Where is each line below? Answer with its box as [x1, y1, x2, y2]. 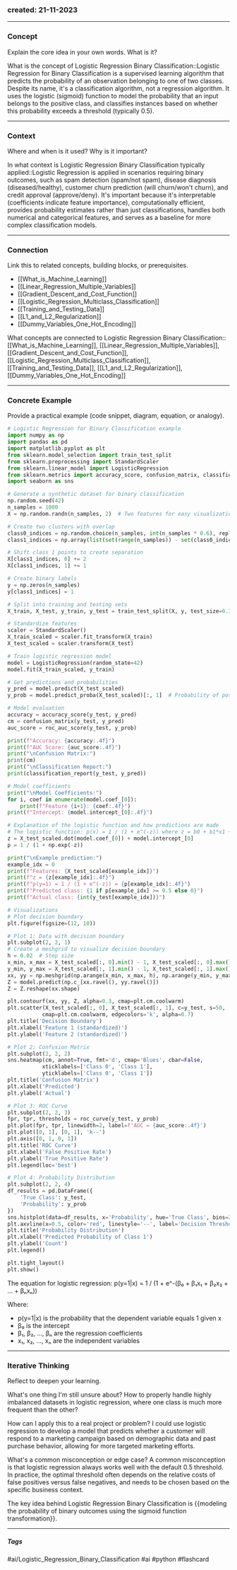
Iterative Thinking [7, 1361, 70, 1370]
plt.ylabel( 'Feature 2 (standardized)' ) [7, 1031, 128, 1038]
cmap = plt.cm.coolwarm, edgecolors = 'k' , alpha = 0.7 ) [42, 1011, 194, 1018]
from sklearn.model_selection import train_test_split [7, 451, 172, 458]
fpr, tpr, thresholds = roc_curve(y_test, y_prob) [7, 1116, 159, 1123]
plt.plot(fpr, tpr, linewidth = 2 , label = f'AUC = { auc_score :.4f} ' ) [7, 1122, 207, 1129]
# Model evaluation [7, 705, 65, 712]
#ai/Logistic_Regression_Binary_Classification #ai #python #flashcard [7, 1555, 209, 1563]
